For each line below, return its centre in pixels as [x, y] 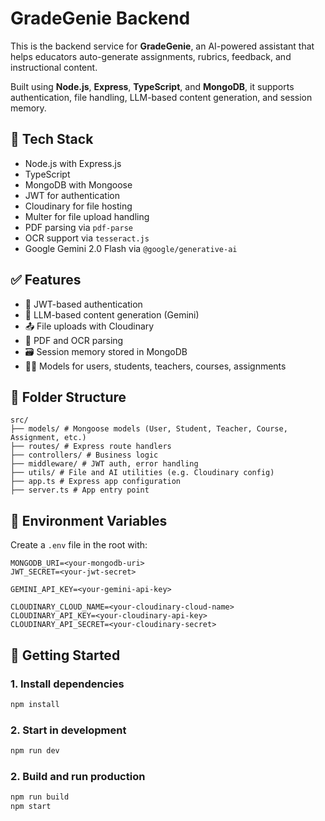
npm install [35, 704]
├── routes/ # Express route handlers [91, 447]
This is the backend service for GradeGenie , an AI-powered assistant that [162, 46]
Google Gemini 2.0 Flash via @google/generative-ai [131, 248]
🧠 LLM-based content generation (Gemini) [112, 314]
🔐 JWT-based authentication [83, 304]
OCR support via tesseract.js [87, 238]
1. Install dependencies [67, 684]
